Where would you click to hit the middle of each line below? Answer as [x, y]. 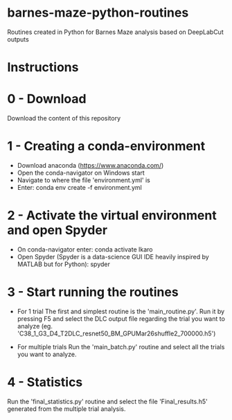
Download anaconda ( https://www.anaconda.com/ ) [90, 165]
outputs [18, 39]
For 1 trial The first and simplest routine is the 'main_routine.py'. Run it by [121, 311]
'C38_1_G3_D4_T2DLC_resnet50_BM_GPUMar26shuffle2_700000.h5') [116, 333]
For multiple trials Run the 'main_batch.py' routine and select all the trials [121, 347]
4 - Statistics [45, 382]
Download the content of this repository [64, 119]
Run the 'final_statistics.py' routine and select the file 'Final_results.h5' [107, 401]
